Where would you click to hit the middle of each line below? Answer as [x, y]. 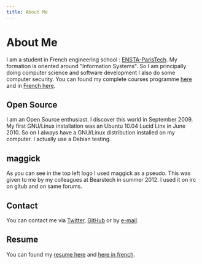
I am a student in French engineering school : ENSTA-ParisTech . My [92, 60]
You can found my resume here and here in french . [71, 254]
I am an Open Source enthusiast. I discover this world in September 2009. [100, 120]
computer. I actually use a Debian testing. [59, 139]
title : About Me [27, 12]
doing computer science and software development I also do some [91, 72]
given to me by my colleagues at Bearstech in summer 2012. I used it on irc [101, 180]
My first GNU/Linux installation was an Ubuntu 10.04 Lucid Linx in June [96, 126]
